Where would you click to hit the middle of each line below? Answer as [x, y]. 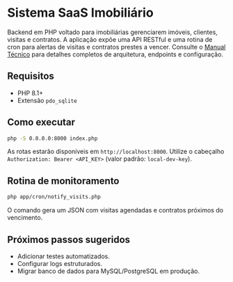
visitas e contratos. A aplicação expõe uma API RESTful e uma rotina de [110, 39]
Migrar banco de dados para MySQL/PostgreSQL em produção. [109, 271]
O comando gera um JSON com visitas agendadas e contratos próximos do [115, 210]
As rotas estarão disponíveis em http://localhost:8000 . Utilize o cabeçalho [116, 152]
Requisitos [31, 76]
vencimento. [25, 218]
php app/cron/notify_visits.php [54, 197]
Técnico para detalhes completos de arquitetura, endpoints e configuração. [115, 54]
